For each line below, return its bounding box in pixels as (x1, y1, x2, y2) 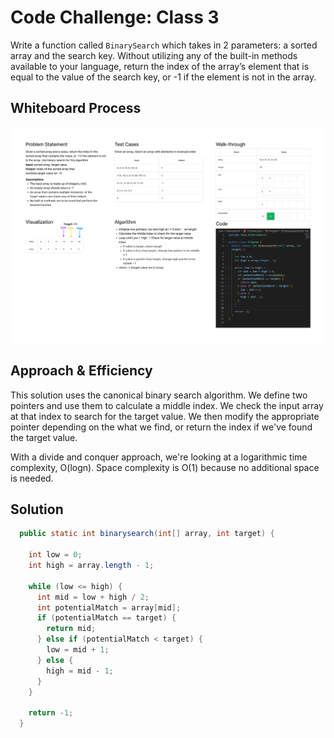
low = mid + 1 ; (46, 645, 110, 655)
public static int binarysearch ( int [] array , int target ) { (19, 529, 275, 539)
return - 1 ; (28, 708, 74, 718)
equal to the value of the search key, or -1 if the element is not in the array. (10, 71, 317, 83)
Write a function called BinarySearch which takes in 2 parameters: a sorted (10, 39, 318, 51)
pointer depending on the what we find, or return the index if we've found (10, 421, 313, 433)
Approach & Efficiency (10, 362, 153, 380)
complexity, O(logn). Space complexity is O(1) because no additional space (10, 461, 320, 473)
